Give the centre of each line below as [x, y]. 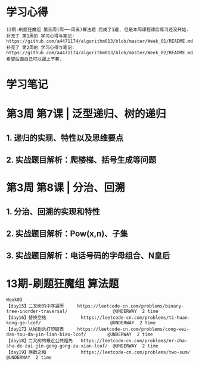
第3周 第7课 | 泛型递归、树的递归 [86, 114]
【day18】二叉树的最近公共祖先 [40, 341]
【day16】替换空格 [26, 318]
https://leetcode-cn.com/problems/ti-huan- [136, 318]
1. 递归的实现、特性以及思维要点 [65, 138]
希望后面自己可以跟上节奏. [34, 59]
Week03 [14, 300]
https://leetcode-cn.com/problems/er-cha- [134, 341]
